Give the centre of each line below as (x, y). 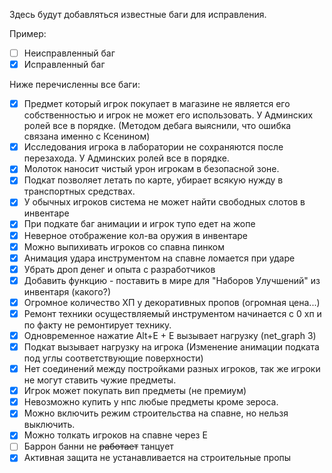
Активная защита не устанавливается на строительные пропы (157, 458)
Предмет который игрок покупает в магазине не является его (157, 104)
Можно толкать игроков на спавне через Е (115, 435)
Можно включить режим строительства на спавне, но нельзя (156, 413)
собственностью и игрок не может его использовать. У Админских (168, 115)
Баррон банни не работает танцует (98, 446)
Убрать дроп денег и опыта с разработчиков (119, 269)
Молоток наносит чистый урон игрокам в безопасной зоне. (151, 169)
